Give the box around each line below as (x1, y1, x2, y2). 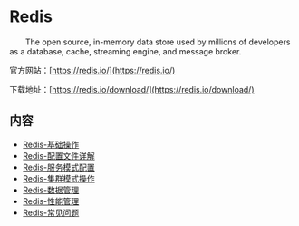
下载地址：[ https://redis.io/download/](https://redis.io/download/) (9, 84, 255, 94)
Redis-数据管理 (22, 184, 80, 195)
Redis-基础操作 (22, 139, 80, 150)
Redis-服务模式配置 (22, 162, 95, 172)
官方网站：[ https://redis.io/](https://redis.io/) (9, 64, 176, 75)
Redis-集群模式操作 (22, 172, 95, 183)
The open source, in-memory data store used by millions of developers (25, 36, 291, 47)
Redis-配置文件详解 (22, 150, 95, 161)
